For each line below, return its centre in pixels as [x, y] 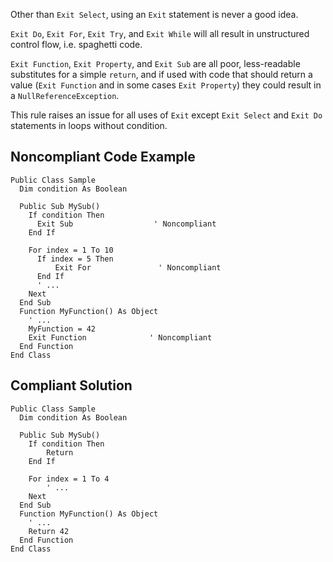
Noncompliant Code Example [103, 157]
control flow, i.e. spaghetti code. [76, 44]
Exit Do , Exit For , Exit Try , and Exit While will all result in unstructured [160, 33]
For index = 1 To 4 [69, 479]
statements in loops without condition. [89, 125]
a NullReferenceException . [65, 95]
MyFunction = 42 [62, 329]
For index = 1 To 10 [71, 250]
